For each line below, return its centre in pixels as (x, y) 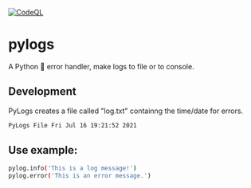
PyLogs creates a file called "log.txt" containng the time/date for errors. (126, 111)
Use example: (43, 150)
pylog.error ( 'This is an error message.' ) (80, 176)
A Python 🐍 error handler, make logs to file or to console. (101, 66)
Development (43, 92)
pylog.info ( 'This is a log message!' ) (73, 168)
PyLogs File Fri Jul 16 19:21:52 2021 (73, 125)
